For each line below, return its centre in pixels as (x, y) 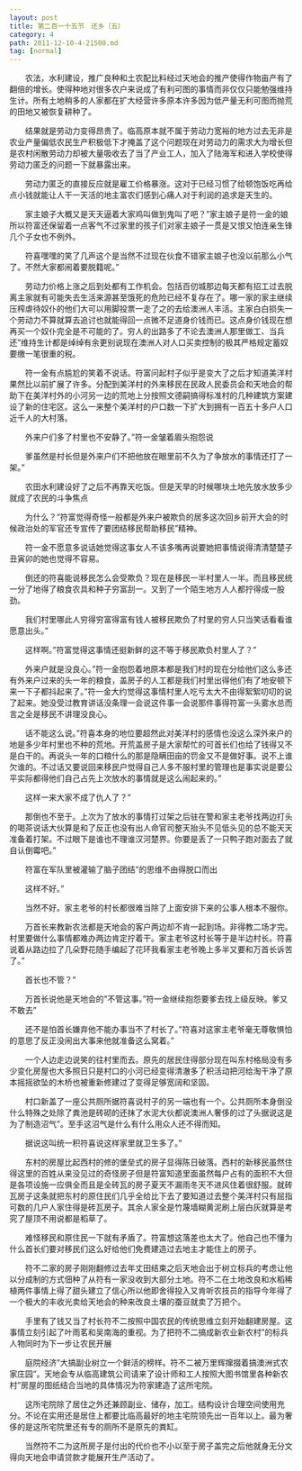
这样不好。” (44, 889)
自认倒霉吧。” (33, 850)
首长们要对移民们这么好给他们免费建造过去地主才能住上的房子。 (143, 1249)
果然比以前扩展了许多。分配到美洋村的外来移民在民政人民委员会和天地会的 (147, 385)
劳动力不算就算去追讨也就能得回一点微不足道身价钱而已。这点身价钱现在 (151, 320)
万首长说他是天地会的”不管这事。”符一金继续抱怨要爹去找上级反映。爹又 (156, 999)
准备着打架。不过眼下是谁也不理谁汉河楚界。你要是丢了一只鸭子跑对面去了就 (151, 840)
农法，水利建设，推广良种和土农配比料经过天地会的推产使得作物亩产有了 (159, 78)
